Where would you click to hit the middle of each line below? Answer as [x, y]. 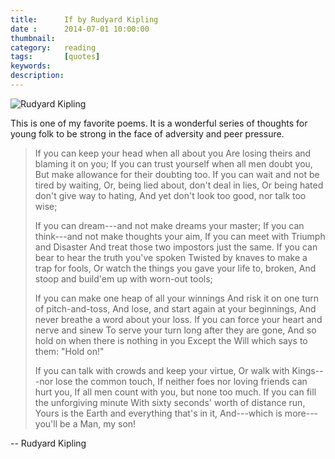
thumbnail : [33, 38]
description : [37, 76]
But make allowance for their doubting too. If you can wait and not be [177, 174]
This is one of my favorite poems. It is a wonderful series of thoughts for [159, 123]
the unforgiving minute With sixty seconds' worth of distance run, [170, 402]
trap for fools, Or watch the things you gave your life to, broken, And [175, 268]
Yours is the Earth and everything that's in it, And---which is [158, 413]
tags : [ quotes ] [55, 57]
